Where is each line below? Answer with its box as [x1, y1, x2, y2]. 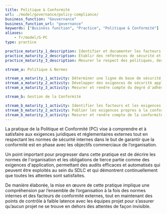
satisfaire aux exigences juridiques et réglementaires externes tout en [5, 131, 148, 137]
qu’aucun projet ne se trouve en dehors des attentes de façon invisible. [5, 204, 151, 210]
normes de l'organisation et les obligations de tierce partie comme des [5, 157, 150, 163]
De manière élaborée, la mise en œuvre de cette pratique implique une [5, 182, 150, 188]
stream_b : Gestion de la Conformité [5, 94, 81, 99]
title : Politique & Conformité [5, 7, 70, 12]
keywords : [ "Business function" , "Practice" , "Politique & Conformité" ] [5, 26, 159, 31]
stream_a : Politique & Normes [5, 67, 68, 72]
